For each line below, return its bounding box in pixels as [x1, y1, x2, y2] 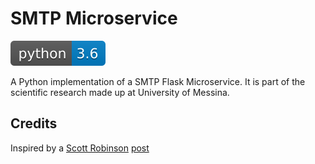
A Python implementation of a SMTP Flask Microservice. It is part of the [10, 75, 306, 87]
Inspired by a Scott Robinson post [10, 142, 150, 154]
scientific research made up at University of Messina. [10, 86, 230, 98]
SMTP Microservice [10, 7, 178, 30]
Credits [10, 115, 58, 132]
